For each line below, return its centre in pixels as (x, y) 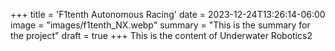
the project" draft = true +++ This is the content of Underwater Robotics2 (161, 35)
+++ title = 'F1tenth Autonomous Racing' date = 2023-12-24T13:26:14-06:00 (168, 14)
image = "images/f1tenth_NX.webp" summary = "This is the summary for (160, 25)
